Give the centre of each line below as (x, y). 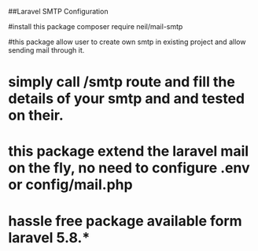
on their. (36, 115)
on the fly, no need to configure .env (129, 168)
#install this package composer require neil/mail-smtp (96, 26)
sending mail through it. (46, 50)
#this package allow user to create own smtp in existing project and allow (127, 42)
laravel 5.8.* (49, 237)
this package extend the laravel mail (129, 151)
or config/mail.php (70, 185)
